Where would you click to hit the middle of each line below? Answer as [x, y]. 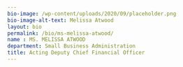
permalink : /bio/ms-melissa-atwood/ [60, 33]
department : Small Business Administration [72, 46]
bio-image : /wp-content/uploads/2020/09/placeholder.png [92, 14]
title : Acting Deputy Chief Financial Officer [76, 53]
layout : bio [24, 27]
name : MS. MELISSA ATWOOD [46, 40]
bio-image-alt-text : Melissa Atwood [60, 20]
